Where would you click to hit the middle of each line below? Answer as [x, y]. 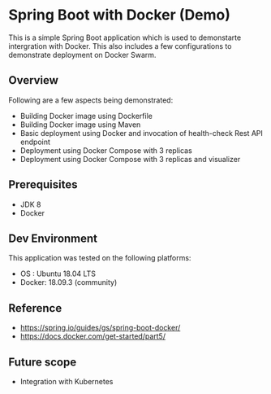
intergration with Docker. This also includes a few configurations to [120, 46]
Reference [35, 308]
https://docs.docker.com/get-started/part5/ [93, 336]
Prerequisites [43, 185]
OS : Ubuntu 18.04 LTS [58, 274]
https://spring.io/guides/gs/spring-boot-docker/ [100, 328]
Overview [34, 80]
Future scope [43, 362]
